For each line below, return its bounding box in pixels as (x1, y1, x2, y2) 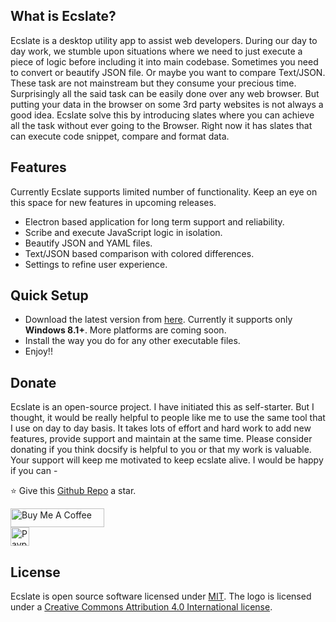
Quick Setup (10, 287, 89, 304)
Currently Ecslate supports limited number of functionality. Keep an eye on (10, 185, 318, 198)
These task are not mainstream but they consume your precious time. (10, 77, 297, 89)
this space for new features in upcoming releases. (10, 196, 217, 208)
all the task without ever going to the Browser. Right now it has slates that (10, 119, 313, 131)
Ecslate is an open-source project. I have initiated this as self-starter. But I (10, 401, 315, 413)
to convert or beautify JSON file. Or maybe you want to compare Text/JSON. (10, 66, 326, 78)
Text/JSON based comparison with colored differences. (24, 247, 255, 259)
